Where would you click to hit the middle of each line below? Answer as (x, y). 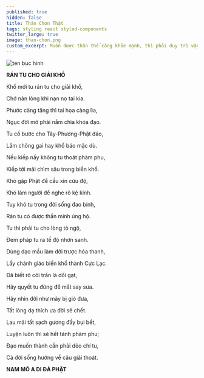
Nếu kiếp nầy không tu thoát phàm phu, (56, 157)
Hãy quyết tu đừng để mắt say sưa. (50, 287)
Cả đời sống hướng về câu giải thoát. (52, 357)
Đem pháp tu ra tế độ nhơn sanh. (48, 239)
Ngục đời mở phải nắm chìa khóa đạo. (54, 122)
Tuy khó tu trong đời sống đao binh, (51, 204)
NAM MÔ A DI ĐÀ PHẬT (36, 369)
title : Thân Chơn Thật (35, 23)
